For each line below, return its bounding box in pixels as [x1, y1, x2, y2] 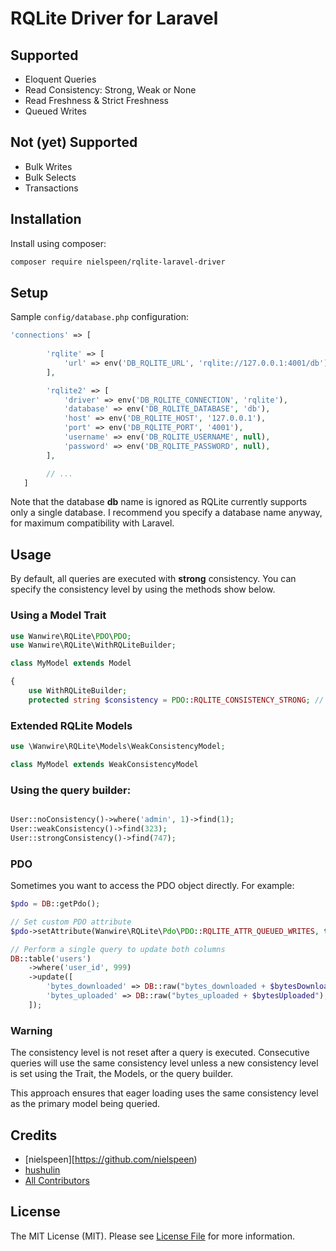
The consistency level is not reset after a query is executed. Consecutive [10, 1047, 310, 1059]
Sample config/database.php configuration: [10, 311, 190, 323]
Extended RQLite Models [10, 718, 133, 732]
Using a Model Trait [10, 608, 107, 622]
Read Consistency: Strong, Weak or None [24, 84, 197, 96]
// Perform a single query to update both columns [10, 944, 226, 954]
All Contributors [24, 1174, 90, 1186]
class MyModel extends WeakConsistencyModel [10, 759, 199, 769]
